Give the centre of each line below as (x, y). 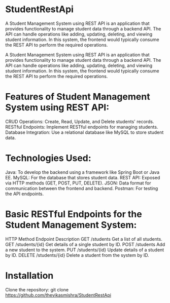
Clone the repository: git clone (37, 289)
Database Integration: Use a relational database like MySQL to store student (84, 132)
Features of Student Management (78, 97)
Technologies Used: (48, 158)
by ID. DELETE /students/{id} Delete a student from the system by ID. (77, 255)
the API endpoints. (25, 194)
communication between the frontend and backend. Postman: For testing (82, 188)
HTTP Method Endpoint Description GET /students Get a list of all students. (84, 239)
